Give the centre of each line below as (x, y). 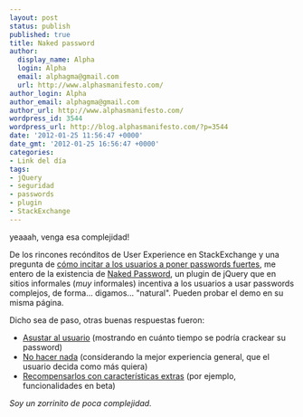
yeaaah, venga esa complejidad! (70, 237)
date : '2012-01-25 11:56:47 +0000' (76, 136)
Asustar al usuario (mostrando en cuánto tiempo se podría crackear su (154, 337)
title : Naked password (52, 43)
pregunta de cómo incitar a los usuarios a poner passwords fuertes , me (142, 264)
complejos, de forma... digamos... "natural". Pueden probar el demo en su (147, 293)
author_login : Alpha (48, 93)
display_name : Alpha (56, 60)
